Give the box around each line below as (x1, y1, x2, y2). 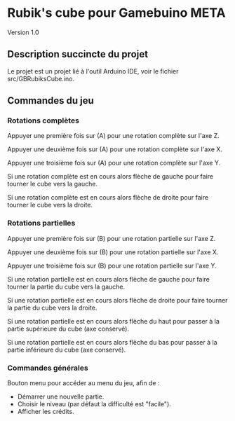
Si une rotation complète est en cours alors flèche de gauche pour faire (7, 172, 214, 181)
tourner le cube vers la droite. (7, 201, 93, 209)
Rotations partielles (7, 219, 76, 228)
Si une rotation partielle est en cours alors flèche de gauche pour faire (7, 275, 210, 283)
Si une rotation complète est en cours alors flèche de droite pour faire (7, 193, 209, 202)
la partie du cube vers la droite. (7, 303, 98, 312)
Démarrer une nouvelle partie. (17, 392, 105, 401)
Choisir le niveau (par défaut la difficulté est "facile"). (17, 400, 172, 408)
